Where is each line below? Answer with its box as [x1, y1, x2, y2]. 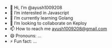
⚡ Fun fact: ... [9, 38, 37, 44]
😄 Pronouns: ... [9, 33, 42, 39]
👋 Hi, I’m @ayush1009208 [9, 5, 63, 10]
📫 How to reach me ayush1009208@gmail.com [9, 26, 108, 31]
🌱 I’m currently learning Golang [9, 15, 73, 21]
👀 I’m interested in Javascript [9, 10, 69, 16]
